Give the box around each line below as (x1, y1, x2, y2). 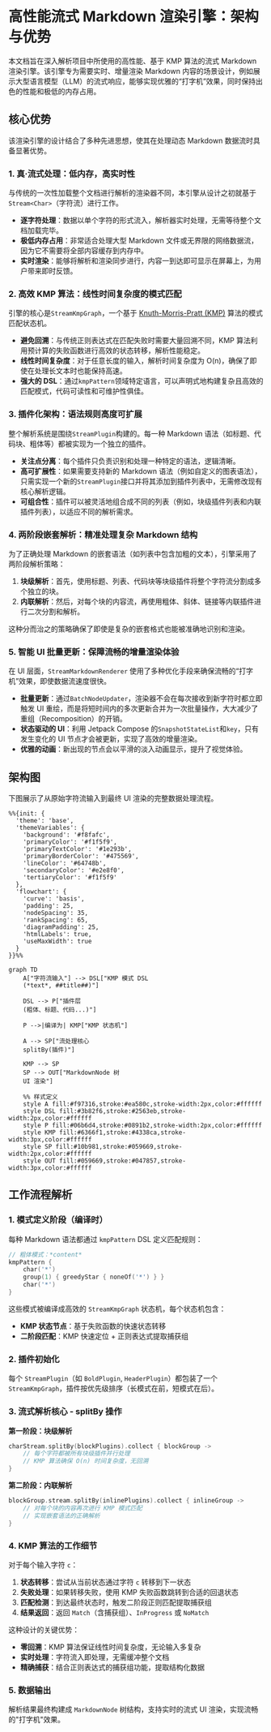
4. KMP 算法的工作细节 (8, 1540, 98, 1551)
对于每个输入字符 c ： (8, 1559, 78, 1570)
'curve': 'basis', (23, 895, 85, 903)
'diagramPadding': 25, (23, 923, 100, 931)
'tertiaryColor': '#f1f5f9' (23, 874, 117, 882)
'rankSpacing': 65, (23, 916, 89, 925)
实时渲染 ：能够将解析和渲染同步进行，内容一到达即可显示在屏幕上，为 (19, 256, 255, 266)
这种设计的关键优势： (8, 1624, 79, 1635)
